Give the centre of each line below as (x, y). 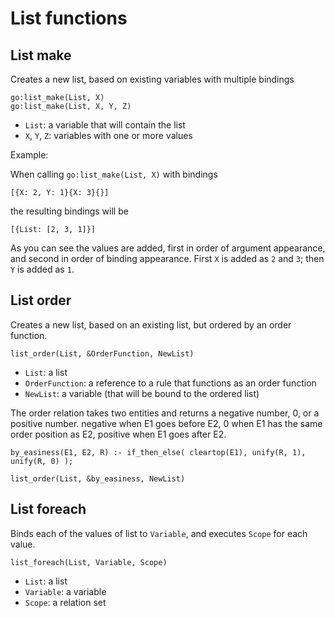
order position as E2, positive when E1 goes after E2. (118, 434)
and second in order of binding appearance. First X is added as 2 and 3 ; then (167, 258)
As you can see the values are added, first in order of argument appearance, (168, 248)
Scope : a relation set (65, 602)
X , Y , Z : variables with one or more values (108, 135)
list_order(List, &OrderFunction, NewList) (102, 353)
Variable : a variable (65, 591)
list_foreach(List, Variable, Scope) (89, 562)
